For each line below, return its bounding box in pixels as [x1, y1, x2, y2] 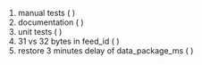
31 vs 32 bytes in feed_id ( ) [17, 36, 120, 46]
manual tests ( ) [17, 8, 76, 18]
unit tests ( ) [17, 27, 63, 37]
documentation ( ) [17, 17, 84, 28]
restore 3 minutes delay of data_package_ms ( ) [17, 45, 194, 56]
